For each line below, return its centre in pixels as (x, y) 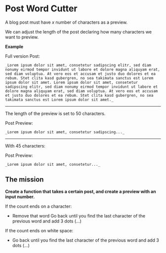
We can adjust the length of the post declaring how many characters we (79, 32)
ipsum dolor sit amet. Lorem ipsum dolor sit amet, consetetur (72, 82)
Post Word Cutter (41, 9)
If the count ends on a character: (39, 206)
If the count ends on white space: (39, 230)
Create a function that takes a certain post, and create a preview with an (81, 191)
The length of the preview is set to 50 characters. (55, 113)
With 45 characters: (25, 145)
